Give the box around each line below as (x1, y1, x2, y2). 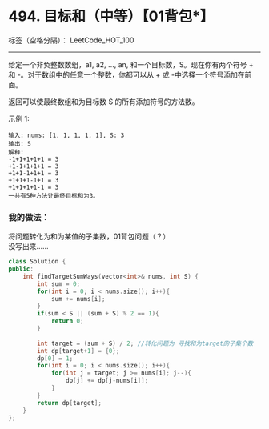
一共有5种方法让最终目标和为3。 (8, 191, 99, 200)
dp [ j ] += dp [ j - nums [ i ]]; (65, 377, 149, 385)
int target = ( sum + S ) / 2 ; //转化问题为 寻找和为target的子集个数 (37, 339, 254, 347)
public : (8, 265, 34, 273)
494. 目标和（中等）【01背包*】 (8, 7, 215, 26)
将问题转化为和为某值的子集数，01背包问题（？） (8, 231, 171, 241)
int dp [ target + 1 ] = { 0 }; (37, 347, 120, 355)
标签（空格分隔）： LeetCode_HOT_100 (8, 35, 134, 45)
